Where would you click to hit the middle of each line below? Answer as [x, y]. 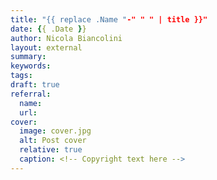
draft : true [35, 85]
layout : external [46, 47]
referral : [31, 94]
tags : [21, 76]
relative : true [51, 150]
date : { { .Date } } [48, 29]
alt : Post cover [53, 141]
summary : [28, 57]
